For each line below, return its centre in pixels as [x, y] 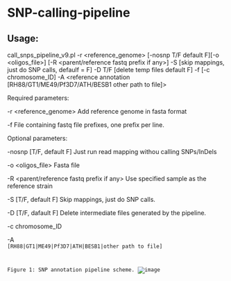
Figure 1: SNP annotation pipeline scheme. [71, 270]
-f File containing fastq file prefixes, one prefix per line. [86, 125]
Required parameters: [38, 98]
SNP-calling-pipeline [69, 13]
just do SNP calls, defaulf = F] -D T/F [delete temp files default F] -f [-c [109, 70]
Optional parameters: [37, 138]
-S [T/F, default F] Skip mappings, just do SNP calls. [82, 199]
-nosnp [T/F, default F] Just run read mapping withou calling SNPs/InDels [112, 152]
